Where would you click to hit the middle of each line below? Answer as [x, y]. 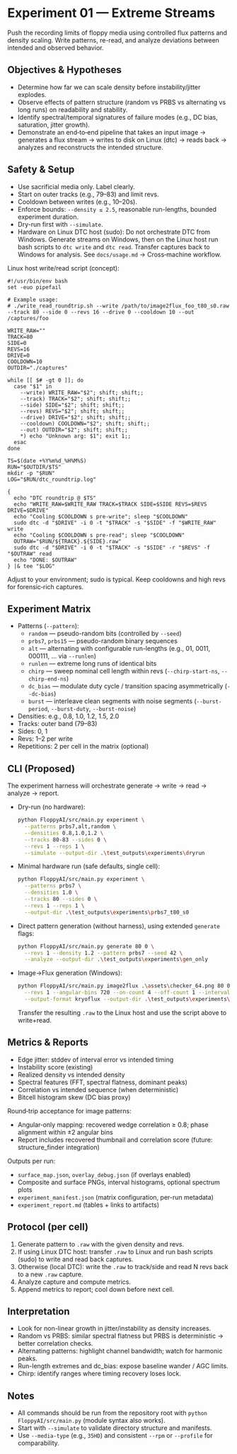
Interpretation [39, 1311]
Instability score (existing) [55, 1067]
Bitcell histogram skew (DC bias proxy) [74, 1097]
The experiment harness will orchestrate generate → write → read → [107, 786]
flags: [26, 933]
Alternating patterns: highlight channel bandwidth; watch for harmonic [120, 1351]
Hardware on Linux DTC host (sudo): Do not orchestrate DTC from [114, 232]
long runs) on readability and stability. [73, 109]
